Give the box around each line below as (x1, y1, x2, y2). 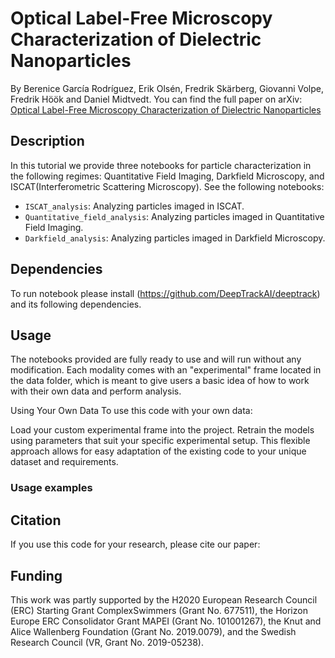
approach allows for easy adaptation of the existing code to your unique (10, 445, 307, 457)
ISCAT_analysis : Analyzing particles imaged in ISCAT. (24, 200, 245, 212)
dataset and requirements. (10, 456, 119, 468)
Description (10, 133, 85, 150)
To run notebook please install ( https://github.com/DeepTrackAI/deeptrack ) (10, 287, 321, 299)
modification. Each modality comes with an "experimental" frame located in (10, 364, 322, 376)
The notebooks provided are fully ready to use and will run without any (10, 353, 302, 366)
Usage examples (10, 481, 93, 495)
